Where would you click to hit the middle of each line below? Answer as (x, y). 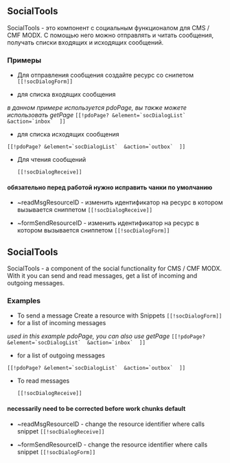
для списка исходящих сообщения (68, 134)
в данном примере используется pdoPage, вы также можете (97, 108)
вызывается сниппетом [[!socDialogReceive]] (85, 210)
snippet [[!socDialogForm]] (56, 451)
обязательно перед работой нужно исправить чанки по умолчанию (110, 187)
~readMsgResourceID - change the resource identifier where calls (111, 424)
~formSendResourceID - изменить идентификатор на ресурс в (108, 223)
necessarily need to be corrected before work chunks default (96, 409)
